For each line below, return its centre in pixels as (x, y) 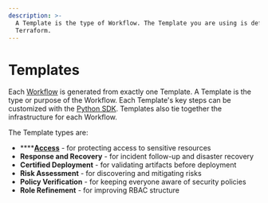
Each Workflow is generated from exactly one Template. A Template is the (130, 92)
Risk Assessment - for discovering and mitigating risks (110, 174)
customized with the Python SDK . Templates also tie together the (115, 109)
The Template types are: (49, 133)
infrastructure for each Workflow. (63, 117)
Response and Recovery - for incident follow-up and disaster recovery (136, 157)
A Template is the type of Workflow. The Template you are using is (132, 23)
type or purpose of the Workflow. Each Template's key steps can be (120, 100)
